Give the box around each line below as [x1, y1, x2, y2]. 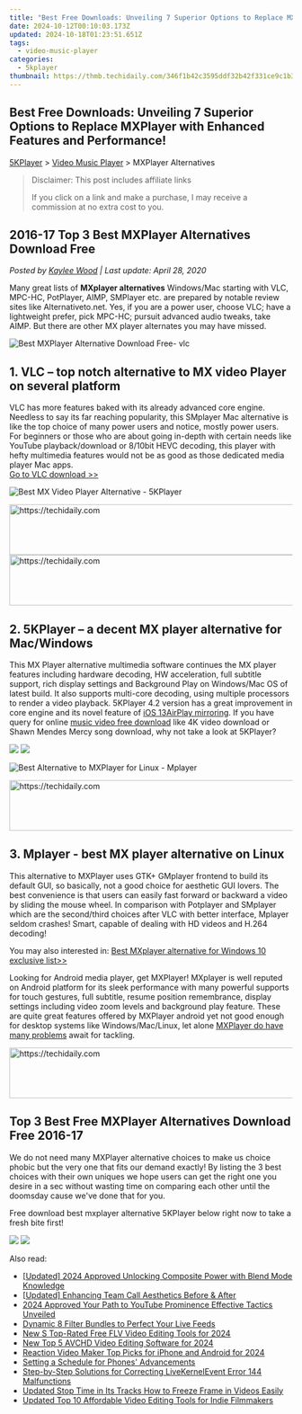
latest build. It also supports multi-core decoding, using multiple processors [9, 689, 289, 698]
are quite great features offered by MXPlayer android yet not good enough [9, 1010, 285, 1021]
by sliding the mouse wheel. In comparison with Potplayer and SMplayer [9, 899, 277, 910]
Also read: [9, 1253, 48, 1264]
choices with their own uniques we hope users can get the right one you [9, 1170, 277, 1182]
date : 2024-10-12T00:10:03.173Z [9, 22, 130, 31]
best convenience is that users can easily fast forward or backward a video [9, 889, 288, 900]
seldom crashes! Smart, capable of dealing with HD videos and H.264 [9, 918, 268, 929]
